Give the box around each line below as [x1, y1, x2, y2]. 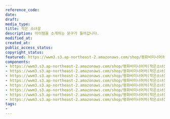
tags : [5, 102, 17, 107]
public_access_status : [5, 45, 53, 50]
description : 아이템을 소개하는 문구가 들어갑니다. [5, 31, 100, 36]
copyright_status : [5, 50, 44, 55]
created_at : [5, 41, 30, 46]
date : [5, 12, 17, 17]
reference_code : [5, 7, 39, 13]
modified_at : [5, 36, 33, 41]
